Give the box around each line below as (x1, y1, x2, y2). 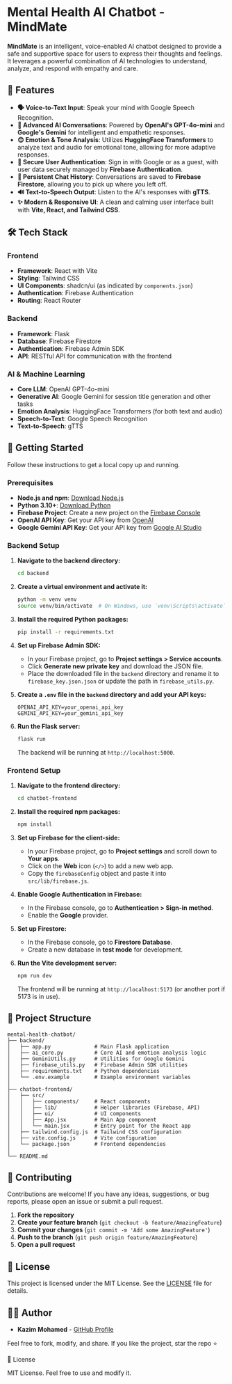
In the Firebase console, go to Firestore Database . (27, 938, 173, 946)
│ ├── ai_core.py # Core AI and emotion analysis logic (7, 1049, 207, 1056)
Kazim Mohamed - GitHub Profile (17, 1325, 114, 1333)
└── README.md (7, 1153, 49, 1160)
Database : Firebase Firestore (17, 337, 101, 345)
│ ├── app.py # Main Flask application (7, 1043, 169, 1050)
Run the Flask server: (17, 722, 81, 730)
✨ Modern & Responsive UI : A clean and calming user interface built (17, 198, 214, 206)
